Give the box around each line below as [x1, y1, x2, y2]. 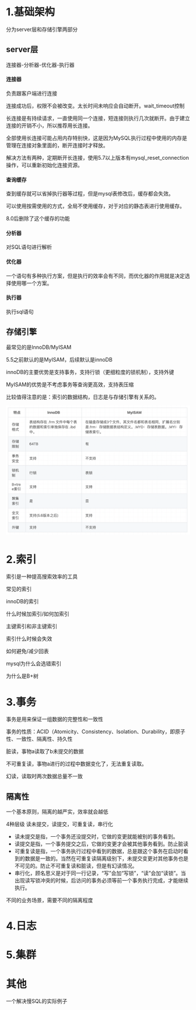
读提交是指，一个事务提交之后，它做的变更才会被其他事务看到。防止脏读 [14, 840, 188, 847]
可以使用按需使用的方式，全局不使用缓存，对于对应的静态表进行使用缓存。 [6, 202, 185, 209]
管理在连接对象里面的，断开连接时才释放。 [6, 142, 108, 149]
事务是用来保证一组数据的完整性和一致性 [6, 716, 103, 723]
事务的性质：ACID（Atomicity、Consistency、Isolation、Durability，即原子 [6, 728, 185, 735]
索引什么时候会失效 [6, 635, 52, 643]
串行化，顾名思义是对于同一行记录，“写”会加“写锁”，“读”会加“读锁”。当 [14, 870, 187, 877]
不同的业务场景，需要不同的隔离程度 [6, 896, 93, 904]
